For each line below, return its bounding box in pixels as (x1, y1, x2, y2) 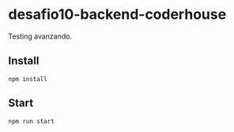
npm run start (8, 117, 55, 125)
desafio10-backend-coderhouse (8, 5, 227, 24)
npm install (8, 75, 47, 83)
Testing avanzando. (8, 31, 73, 41)
